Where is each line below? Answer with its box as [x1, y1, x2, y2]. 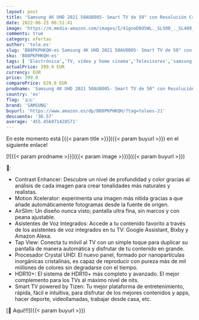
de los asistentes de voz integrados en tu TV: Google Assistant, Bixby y [14, 226, 188, 233]
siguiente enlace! [6, 142, 48, 149]
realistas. [14, 188, 37, 196]
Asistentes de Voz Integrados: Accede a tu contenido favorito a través [14, 220, 186, 227]
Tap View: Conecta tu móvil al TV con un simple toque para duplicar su [14, 239, 188, 246]
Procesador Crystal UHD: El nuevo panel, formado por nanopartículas [14, 251, 185, 258]
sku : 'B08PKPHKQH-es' [6, 53, 60, 59]
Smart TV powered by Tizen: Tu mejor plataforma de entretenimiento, [14, 283, 185, 290]
